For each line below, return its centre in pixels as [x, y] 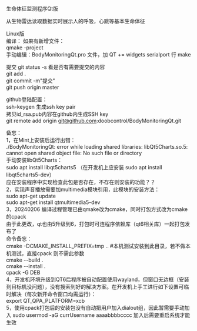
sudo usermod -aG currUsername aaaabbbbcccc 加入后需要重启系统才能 [101, 315]
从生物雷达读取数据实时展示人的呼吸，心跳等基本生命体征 [76, 21]
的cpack [16, 217]
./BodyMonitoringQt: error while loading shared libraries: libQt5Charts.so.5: [97, 147]
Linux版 [15, 34]
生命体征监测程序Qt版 [32, 9]
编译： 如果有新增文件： [35, 41]
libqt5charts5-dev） [30, 175]
